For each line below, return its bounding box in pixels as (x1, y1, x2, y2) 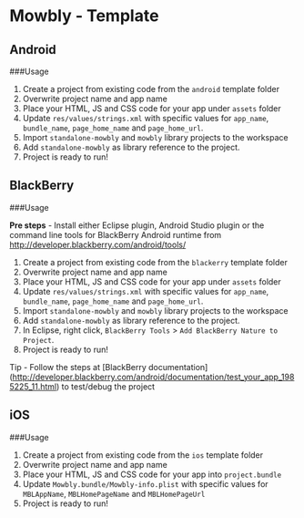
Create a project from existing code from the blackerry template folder (22, 256, 289, 267)
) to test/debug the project (56, 380, 156, 392)
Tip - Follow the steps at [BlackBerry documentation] (9, 361, 208, 372)
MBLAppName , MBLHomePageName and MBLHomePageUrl (22, 488, 206, 499)
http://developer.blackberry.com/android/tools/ (9, 239, 187, 250)
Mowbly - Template (9, 5, 159, 26)
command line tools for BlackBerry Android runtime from (9, 229, 222, 240)
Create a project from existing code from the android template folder (22, 84, 280, 94)
